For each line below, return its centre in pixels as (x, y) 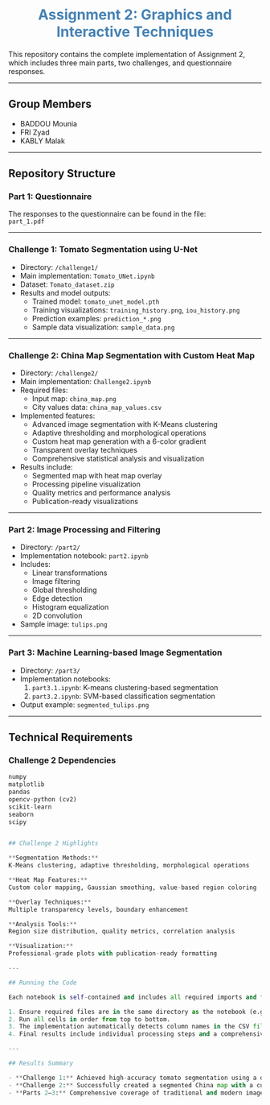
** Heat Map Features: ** (48, 880)
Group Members (50, 104)
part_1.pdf (27, 222)
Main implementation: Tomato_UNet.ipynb (87, 275)
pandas (19, 792)
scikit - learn (30, 807)
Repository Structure (62, 174)
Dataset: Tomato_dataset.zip (67, 284)
